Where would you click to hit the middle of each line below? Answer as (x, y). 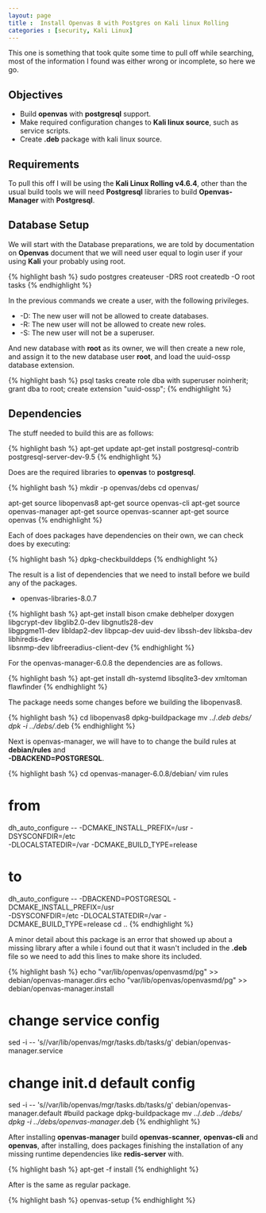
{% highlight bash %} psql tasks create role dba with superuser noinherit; (128, 380)
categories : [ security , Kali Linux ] (71, 30)
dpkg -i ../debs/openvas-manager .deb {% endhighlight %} (104, 1122)
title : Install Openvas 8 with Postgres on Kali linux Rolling (118, 23)
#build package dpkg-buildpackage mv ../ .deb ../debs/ (152, 1114)
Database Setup (49, 225)
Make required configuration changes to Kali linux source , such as (129, 122)
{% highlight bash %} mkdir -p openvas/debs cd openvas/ (104, 487)
